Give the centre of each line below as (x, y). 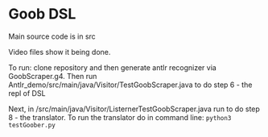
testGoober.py (32, 125)
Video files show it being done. (60, 52)
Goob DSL (42, 14)
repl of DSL (27, 93)
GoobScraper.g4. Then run (53, 76)
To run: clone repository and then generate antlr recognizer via (113, 67)
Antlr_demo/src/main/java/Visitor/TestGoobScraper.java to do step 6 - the (130, 85)
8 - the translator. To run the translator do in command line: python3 (120, 117)
